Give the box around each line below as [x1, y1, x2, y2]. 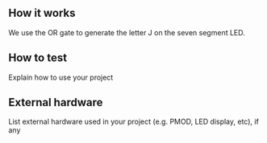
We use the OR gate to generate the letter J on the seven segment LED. [8, 27, 246, 37]
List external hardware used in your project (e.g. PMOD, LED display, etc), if [8, 116, 260, 127]
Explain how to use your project [8, 72, 114, 82]
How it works [8, 6, 76, 20]
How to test [8, 51, 67, 65]
